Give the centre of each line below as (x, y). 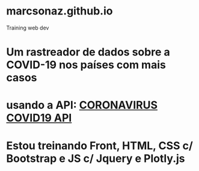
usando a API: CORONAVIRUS (82, 105)
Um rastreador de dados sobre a (88, 52)
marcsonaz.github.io (60, 11)
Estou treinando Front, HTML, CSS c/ (100, 145)
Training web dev (28, 28)
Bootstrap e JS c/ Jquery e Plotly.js (96, 158)
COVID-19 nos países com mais (86, 65)
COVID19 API (39, 118)
